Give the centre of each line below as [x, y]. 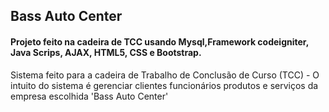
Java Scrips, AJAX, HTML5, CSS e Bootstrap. [106, 52]
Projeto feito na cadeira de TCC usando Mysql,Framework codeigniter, [159, 41]
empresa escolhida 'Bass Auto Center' [89, 96]
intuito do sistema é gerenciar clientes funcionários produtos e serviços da [164, 85]
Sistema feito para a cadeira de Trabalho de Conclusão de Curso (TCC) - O [165, 75]
